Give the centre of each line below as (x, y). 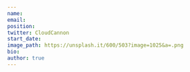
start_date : (24, 39)
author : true (26, 58)
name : (15, 13)
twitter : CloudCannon (38, 33)
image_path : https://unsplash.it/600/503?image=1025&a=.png (96, 45)
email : (17, 20)
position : (21, 26)
